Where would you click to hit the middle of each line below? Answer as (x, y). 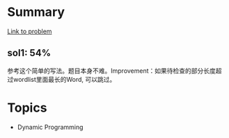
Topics (27, 107)
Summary (36, 12)
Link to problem (30, 31)
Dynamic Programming (50, 127)
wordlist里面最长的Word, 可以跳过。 (64, 79)
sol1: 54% (29, 53)
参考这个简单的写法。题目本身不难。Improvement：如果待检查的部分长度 (111, 71)
